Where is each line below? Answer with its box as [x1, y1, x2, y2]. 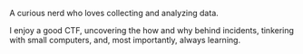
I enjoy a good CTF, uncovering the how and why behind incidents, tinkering [9, 25, 295, 35]
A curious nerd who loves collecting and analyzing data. [9, 8, 220, 18]
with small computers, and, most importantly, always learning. [9, 35, 241, 45]
